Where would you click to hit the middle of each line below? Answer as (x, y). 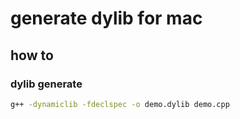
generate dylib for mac (106, 18)
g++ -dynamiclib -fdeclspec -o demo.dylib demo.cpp (120, 104)
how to (32, 55)
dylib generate (46, 84)
